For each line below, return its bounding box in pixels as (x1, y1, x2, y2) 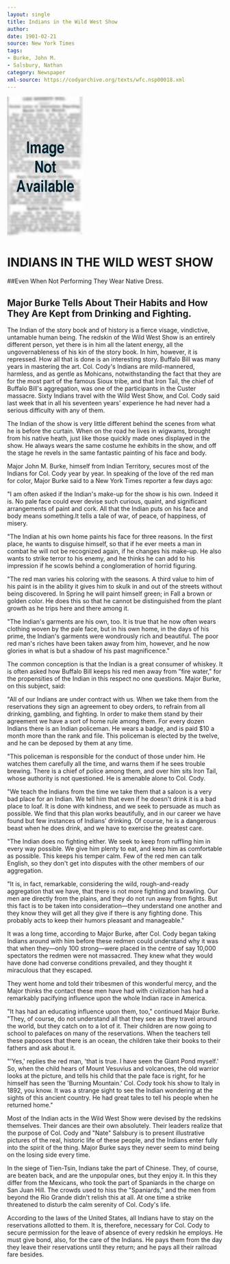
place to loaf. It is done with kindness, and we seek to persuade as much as (7, 802, 220, 811)
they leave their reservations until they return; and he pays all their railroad (7, 1243, 218, 1252)
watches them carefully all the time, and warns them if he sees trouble (7, 760, 205, 768)
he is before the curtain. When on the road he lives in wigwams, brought (7, 427, 211, 436)
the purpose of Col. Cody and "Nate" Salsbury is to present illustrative (7, 1129, 205, 1137)
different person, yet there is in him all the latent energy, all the (7, 341, 183, 349)
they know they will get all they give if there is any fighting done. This (7, 909, 203, 917)
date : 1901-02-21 (7, 33, 57, 40)
